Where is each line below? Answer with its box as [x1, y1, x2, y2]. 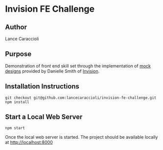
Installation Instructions [5, 82, 80, 91]
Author [5, 23, 27, 31]
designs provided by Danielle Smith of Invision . [5, 68, 100, 74]
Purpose [5, 50, 32, 58]
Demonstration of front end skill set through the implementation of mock [5, 63, 151, 69]
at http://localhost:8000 [5, 139, 53, 145]
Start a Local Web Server [5, 113, 83, 121]
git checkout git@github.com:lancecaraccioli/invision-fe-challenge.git [5, 95, 157, 100]
